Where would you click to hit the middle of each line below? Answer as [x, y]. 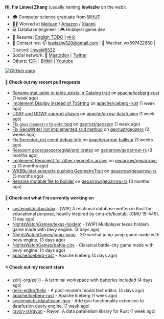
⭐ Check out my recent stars [35, 267]
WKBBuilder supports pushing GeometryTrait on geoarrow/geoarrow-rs [84, 171]
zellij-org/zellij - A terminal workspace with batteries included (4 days [82, 280]
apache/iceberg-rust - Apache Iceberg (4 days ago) [65, 256]
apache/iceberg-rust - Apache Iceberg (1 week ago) [65, 295]
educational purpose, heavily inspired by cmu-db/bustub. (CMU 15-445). [86, 214]
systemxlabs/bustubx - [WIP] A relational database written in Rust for [82, 209]
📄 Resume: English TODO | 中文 [44, 37]
